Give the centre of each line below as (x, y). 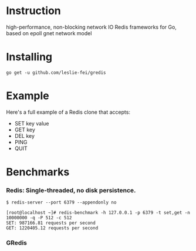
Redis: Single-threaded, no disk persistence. (71, 190)
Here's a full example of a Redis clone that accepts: (68, 112)
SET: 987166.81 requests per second (51, 223)
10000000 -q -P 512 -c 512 (39, 218)
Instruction (33, 11)
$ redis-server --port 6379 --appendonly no (61, 203)
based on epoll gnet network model (49, 33)
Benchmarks (38, 172)
